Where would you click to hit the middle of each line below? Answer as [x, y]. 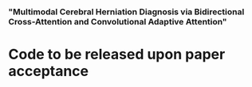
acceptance [49, 72]
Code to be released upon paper [117, 55]
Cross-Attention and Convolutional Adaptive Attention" [118, 21]
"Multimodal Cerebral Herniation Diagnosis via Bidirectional [126, 12]
